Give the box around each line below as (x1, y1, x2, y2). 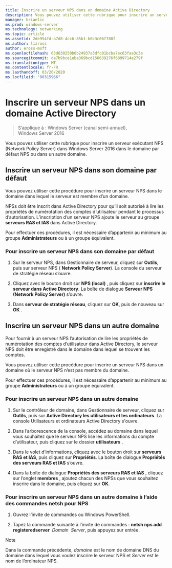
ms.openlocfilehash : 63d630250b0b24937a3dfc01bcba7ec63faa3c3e (5, 50, 143, 56)
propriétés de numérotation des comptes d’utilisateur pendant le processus (5, 208, 164, 215)
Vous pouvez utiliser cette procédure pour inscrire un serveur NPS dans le (5, 187, 162, 193)
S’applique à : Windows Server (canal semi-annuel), (17, 125, 127, 131)
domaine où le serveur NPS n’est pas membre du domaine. (5, 367, 130, 373)
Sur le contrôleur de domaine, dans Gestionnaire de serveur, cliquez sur (12, 407, 165, 413)
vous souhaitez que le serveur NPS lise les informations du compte (12, 433, 155, 440)
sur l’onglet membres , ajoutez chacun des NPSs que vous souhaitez (12, 475, 159, 482)
